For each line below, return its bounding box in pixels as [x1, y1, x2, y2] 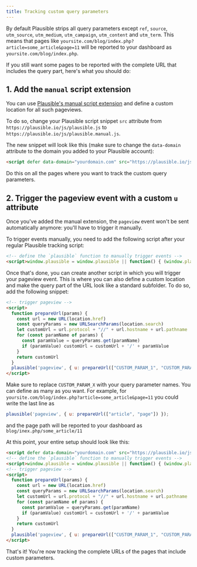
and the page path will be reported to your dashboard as [6, 422, 142, 429]
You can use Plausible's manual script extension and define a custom [6, 100, 174, 107]
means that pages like [6, 37, 60, 44]
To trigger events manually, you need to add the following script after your [6, 236, 185, 243]
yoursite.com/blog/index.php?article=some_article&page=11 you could [6, 393, 179, 401]
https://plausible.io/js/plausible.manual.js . [6, 130, 121, 137]
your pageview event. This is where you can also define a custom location [6, 275, 185, 282]
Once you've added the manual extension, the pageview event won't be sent [6, 218, 189, 225]
